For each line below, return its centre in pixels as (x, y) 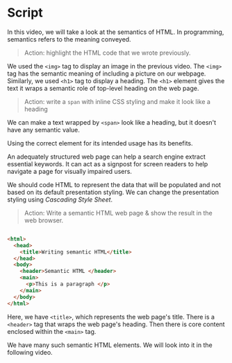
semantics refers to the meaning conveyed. (69, 39)
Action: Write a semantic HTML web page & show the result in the (118, 213)
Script (25, 13)
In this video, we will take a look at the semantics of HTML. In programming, (116, 32)
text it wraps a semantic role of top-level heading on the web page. (103, 88)
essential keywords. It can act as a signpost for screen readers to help (108, 163)
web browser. (44, 220)
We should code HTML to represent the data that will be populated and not (114, 184)
